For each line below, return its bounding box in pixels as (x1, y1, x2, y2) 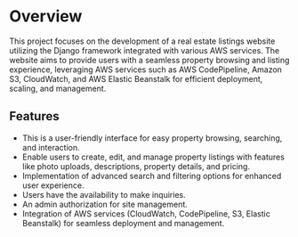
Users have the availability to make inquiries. (21, 189, 186, 200)
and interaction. (21, 142, 80, 152)
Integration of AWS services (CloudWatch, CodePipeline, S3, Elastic (21, 208, 271, 219)
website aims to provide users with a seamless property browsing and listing (9, 54, 290, 65)
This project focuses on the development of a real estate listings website (9, 36, 276, 46)
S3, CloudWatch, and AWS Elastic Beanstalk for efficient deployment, (9, 73, 263, 84)
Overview (9, 6, 83, 27)
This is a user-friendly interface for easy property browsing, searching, (21, 132, 283, 143)
